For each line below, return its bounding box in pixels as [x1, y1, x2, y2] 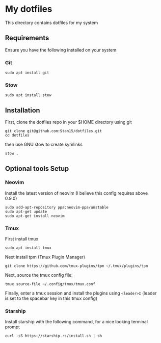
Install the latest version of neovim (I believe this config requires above [5, 190, 148, 196]
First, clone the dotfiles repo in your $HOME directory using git [5, 119, 132, 125]
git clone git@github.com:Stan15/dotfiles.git [5, 129, 102, 133]
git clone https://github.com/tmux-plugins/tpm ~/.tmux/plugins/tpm [5, 264, 148, 268]
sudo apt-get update [5, 209, 48, 214]
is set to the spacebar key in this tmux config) [5, 295, 98, 301]
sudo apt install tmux [5, 245, 52, 251]
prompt [5, 324, 20, 330]
